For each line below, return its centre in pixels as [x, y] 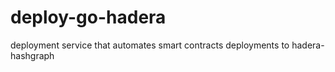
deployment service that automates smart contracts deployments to [150, 45]
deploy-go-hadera [88, 17]
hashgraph [32, 55]
